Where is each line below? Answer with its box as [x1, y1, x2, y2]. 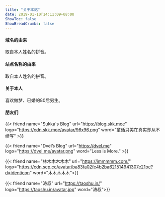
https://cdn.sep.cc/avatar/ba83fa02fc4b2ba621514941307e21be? [19, 164, 153, 170]
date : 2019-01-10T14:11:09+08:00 [5, 12, 75, 17]
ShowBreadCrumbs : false [5, 21, 55, 26]
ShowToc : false [5, 16, 37, 21]
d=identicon [5, 170, 30, 176]
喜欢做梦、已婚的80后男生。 [5, 97, 63, 103]
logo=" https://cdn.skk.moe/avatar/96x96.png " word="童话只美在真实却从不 [5, 127, 161, 133]
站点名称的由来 [5, 61, 36, 67]
